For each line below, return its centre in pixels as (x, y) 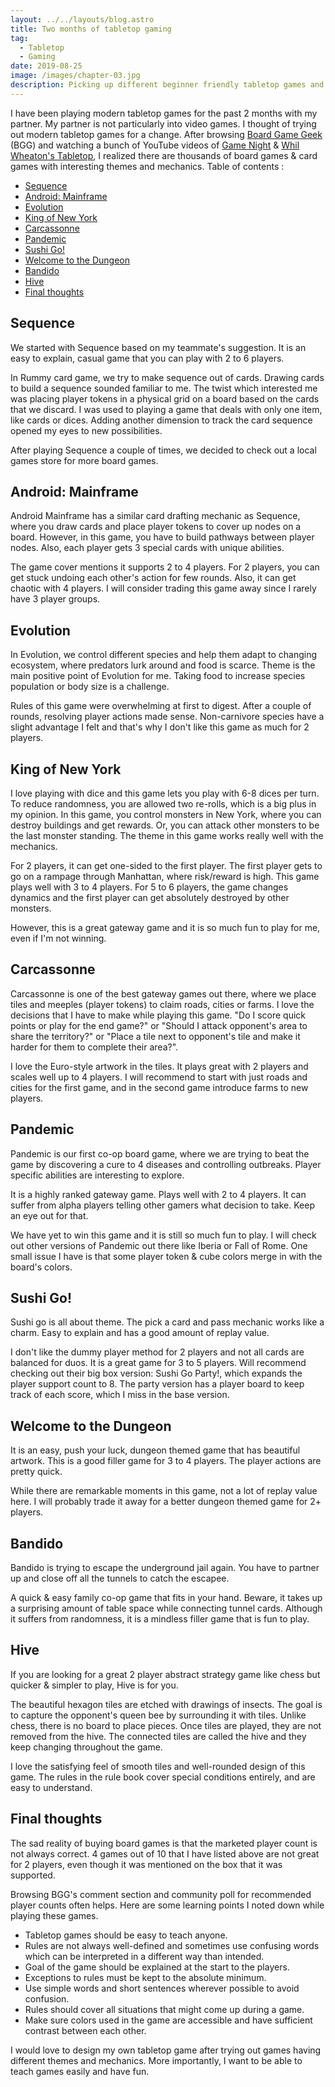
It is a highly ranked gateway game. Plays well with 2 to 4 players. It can (158, 1194)
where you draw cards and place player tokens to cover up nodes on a (156, 527)
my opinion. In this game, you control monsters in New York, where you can (166, 814)
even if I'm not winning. (58, 938)
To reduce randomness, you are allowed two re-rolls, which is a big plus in (163, 804)
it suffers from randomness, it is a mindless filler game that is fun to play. (160, 1619)
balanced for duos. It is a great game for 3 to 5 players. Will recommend (158, 1363)
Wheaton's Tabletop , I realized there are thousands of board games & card (164, 155)
